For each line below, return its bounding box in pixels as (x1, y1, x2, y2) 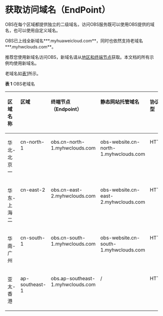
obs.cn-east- (50, 186, 82, 193)
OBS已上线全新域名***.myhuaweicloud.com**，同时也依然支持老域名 (5, 37, 143, 44)
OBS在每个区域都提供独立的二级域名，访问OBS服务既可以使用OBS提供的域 (5, 21, 155, 27)
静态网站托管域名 (100, 98, 140, 105)
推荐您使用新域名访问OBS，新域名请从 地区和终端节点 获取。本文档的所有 (5, 54, 150, 60)
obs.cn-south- (50, 234, 86, 241)
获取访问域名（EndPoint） (5, 4, 111, 16)
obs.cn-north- (50, 138, 85, 145)
